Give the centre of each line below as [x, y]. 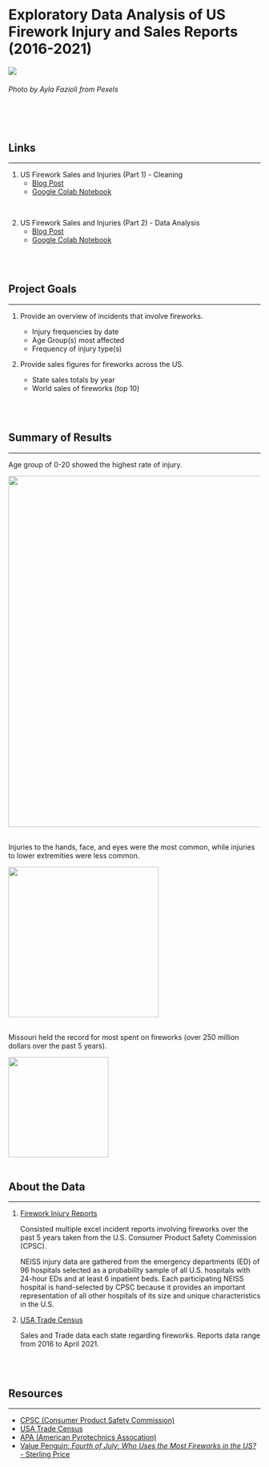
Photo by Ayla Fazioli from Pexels [63, 89]
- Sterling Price [45, 1454]
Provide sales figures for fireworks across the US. [102, 364]
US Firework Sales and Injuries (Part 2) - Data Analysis [110, 222]
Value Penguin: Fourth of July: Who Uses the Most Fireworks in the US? [138, 1446]
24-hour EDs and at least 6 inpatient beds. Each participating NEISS [132, 1279]
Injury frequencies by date [75, 332]
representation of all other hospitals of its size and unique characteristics [140, 1296]
